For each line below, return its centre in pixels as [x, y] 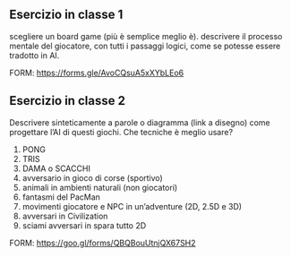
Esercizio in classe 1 [66, 15]
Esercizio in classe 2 [67, 101]
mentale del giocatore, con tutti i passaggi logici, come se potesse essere [145, 46]
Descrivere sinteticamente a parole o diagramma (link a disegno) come [140, 122]
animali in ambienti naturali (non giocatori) [100, 187]
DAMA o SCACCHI [56, 168]
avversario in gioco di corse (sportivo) [92, 177]
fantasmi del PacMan [61, 197]
